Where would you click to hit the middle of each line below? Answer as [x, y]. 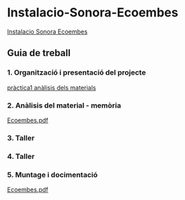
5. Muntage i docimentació [52, 175]
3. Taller [21, 138]
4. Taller [21, 156]
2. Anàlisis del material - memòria [64, 105]
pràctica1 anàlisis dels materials [52, 88]
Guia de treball [39, 53]
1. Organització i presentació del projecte [76, 73]
